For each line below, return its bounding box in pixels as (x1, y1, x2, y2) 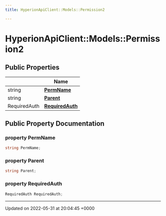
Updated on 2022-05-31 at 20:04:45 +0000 (5, 205, 95, 211)
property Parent (5, 157, 44, 164)
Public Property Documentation (5, 120, 105, 128)
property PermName (5, 134, 56, 141)
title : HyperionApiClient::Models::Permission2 (5, 7, 105, 12)
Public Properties (5, 63, 60, 72)
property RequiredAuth (5, 180, 62, 187)
